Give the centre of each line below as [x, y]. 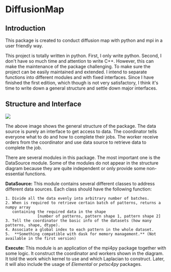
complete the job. [24, 147]
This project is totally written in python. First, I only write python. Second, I [83, 56]
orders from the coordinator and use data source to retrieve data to [76, 142]
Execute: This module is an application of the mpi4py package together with [86, 248]
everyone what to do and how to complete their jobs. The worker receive [82, 137]
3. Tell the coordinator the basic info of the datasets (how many [79, 221]
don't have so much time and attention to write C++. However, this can [80, 61]
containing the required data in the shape [59, 212]
